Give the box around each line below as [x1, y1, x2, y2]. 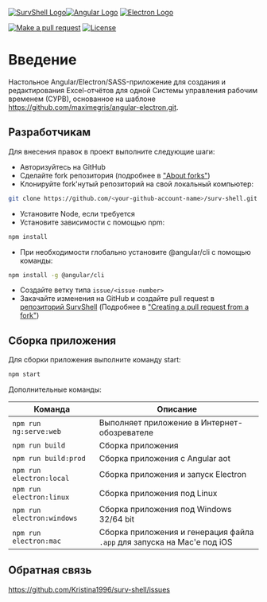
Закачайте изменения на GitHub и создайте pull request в [19, 294, 215, 303]
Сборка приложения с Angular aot [99, 453, 230, 464]
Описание [157, 404, 197, 415]
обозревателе [99, 427, 153, 438]
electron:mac [12, 537, 62, 545]
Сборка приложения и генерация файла [99, 526, 254, 537]
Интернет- [200, 417, 244, 428]
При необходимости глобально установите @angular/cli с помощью [19, 247, 252, 256]
